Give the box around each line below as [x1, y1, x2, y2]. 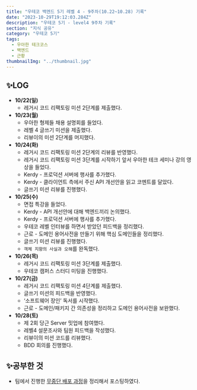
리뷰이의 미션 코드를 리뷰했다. [23, 334, 92, 341]
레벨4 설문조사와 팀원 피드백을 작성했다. [23, 327, 116, 334]
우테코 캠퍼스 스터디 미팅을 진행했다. [23, 268, 108, 275]
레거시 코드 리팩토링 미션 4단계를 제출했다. [23, 283, 123, 290]
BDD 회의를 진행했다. [23, 342, 73, 349]
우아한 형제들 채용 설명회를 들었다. [23, 119, 103, 126]
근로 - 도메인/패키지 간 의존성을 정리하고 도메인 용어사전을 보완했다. [23, 305, 180, 312]
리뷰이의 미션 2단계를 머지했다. [23, 134, 96, 141]
